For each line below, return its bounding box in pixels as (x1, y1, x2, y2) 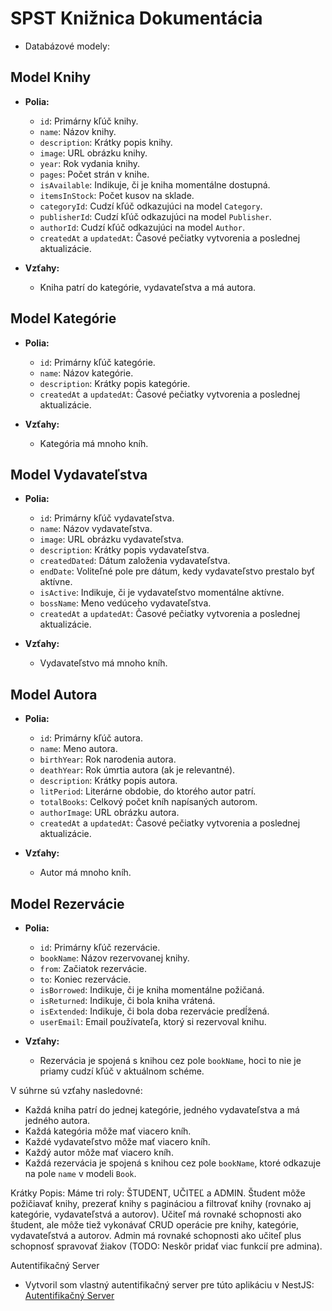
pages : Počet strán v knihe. (39, 168, 150, 180)
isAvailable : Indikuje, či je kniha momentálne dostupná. (39, 178, 271, 191)
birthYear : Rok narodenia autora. (39, 753, 177, 766)
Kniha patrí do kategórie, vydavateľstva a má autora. (39, 281, 257, 293)
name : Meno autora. (39, 743, 118, 755)
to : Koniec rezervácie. (39, 973, 132, 985)
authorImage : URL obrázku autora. (39, 807, 180, 819)
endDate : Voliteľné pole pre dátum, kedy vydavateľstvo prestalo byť (39, 565, 316, 577)
